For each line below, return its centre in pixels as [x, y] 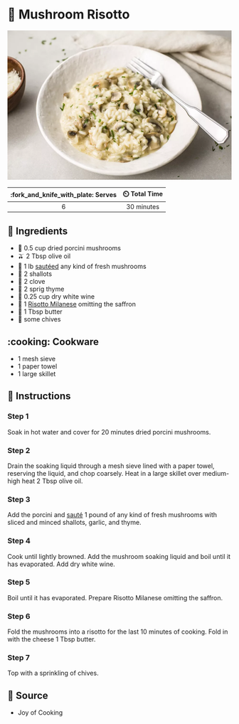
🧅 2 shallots [34, 274]
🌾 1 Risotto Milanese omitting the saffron [77, 304]
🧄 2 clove [31, 282]
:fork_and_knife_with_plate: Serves [64, 195]
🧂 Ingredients [38, 231]
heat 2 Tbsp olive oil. [52, 481]
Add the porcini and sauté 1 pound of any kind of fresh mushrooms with [112, 515]
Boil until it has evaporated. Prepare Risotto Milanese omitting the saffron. [115, 597]
